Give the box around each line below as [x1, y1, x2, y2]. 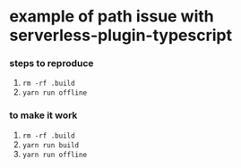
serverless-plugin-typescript [9, 25, 233, 46]
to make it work [9, 109, 78, 122]
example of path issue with [9, 6, 215, 27]
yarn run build [22, 140, 80, 149]
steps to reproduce [9, 57, 94, 70]
